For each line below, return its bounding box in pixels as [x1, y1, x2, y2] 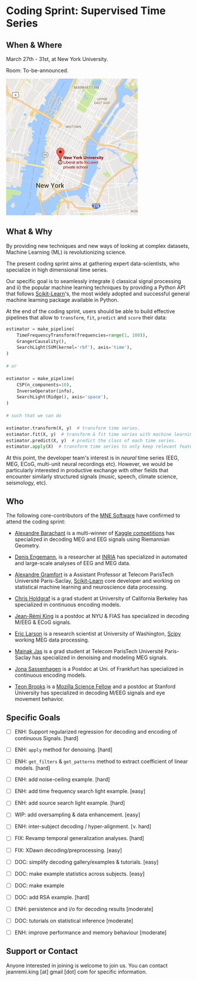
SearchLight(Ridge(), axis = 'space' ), [16, 394, 109, 400]
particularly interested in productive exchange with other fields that [6, 467, 169, 474]
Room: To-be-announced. [6, 67, 69, 74]
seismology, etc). [6, 479, 48, 486]
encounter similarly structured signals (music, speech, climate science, [6, 473, 178, 480]
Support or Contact [6, 946, 78, 956]
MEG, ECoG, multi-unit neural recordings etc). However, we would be [6, 461, 173, 468]
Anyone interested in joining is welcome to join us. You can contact [6, 962, 168, 969]
